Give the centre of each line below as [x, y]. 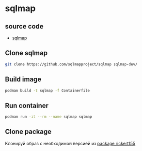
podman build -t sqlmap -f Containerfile [47, 91]
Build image [23, 80]
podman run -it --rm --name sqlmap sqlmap [48, 117]
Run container [27, 105]
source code [24, 26]
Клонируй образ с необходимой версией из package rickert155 [70, 143]
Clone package [28, 132]
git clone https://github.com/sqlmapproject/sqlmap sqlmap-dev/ [71, 64]
